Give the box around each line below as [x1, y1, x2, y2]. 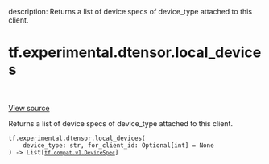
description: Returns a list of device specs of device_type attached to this [8, 7, 252, 16]
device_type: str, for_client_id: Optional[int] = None [23, 141, 215, 150]
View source [8, 103, 50, 113]
